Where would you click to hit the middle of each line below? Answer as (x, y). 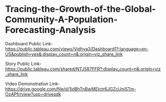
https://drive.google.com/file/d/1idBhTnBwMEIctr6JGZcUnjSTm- (71, 89)
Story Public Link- (23, 64)
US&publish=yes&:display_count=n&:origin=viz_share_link (64, 54)
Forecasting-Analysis (51, 30)
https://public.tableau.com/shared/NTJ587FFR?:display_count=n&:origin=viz (83, 69)
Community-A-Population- (61, 19)
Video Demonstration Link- (33, 84)
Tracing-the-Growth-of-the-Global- (81, 9)
